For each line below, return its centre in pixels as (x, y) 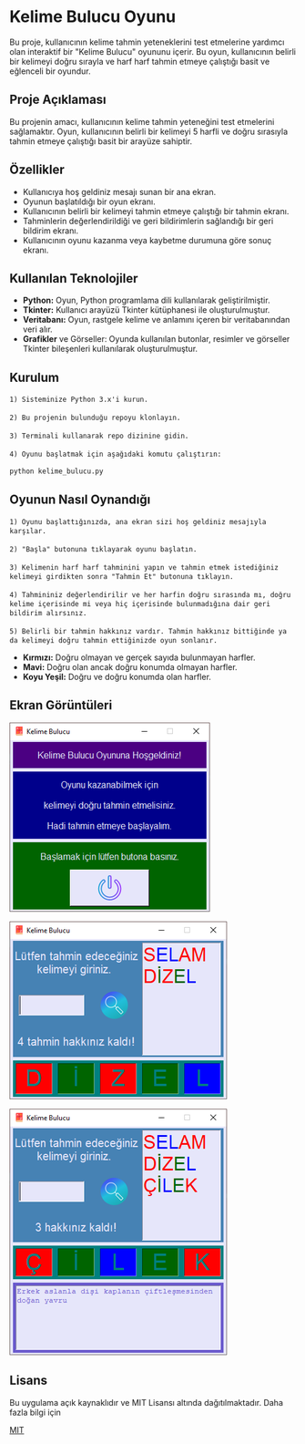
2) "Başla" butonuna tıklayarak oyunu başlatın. (103, 549)
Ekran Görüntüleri (61, 705)
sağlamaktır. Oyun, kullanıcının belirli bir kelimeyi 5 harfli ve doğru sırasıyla (149, 131)
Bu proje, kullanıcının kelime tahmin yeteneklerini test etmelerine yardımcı (147, 42)
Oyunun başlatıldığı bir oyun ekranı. (89, 201)
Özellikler (37, 170)
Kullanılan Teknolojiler (74, 278)
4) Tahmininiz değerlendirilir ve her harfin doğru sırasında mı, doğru (150, 594)
